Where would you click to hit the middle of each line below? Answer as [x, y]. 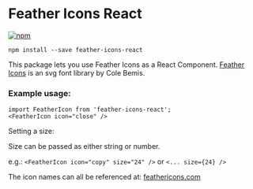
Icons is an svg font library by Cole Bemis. [77, 72]
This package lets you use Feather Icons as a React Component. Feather [126, 65]
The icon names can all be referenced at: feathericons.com [104, 177]
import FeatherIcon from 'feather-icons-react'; [90, 110]
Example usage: [40, 93]
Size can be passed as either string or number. [84, 146]
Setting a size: [31, 132]
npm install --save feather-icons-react [76, 50]
